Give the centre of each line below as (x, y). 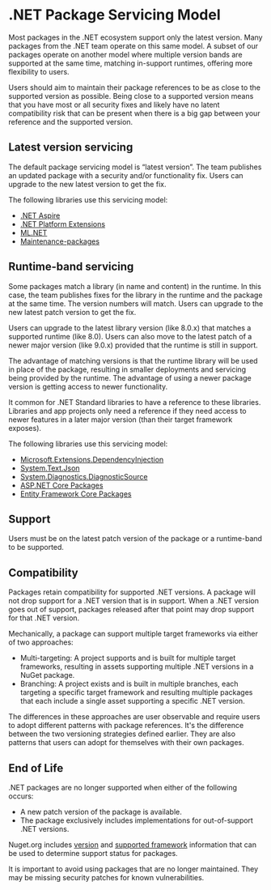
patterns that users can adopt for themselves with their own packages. (126, 743)
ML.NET (34, 232)
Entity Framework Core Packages (76, 494)
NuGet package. (47, 675)
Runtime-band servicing (71, 267)
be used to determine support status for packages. (93, 853)
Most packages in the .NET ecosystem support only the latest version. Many (135, 37)
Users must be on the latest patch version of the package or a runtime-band (135, 539)
